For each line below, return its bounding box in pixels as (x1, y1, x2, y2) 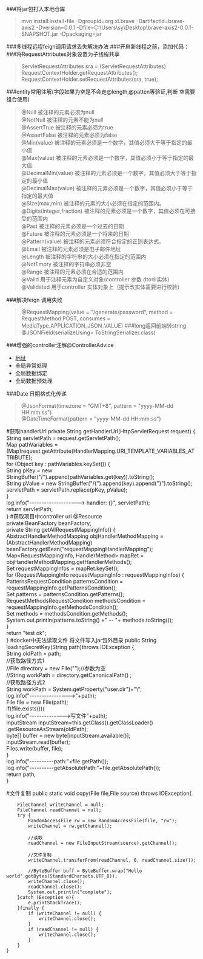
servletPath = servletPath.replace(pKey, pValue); (6, 486, 128, 493)
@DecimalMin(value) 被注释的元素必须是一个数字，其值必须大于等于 (21, 170, 192, 176)
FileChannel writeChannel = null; (17, 802, 104, 808)
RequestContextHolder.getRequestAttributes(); (21, 69, 138, 76)
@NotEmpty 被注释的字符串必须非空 (21, 261, 111, 267)
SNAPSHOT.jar (21, 30, 59, 38)
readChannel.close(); (28, 884, 83, 890)
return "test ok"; (6, 630, 47, 636)
